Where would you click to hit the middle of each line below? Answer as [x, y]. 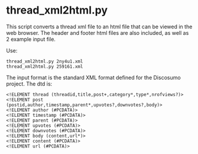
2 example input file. [31, 39]
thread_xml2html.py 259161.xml [45, 66]
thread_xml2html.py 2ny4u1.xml [45, 61]
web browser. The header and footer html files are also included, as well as [98, 32]
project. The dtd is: [29, 84]
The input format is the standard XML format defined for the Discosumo [94, 77]
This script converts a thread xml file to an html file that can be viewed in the [99, 27]
